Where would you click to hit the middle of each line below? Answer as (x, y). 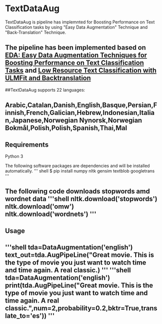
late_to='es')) (26, 316)
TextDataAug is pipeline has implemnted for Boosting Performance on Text (80, 22)
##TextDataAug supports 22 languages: (45, 90)
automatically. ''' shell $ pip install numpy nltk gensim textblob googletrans (80, 171)
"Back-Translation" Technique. (36, 32)
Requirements (27, 144)
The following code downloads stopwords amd (77, 191)
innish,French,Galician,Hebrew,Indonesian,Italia (80, 113)
